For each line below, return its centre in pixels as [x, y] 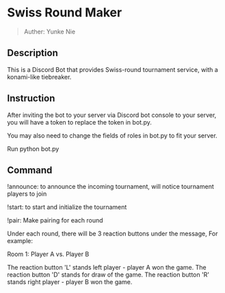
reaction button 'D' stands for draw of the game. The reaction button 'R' [108, 275]
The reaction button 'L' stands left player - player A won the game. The [107, 268]
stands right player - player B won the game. [70, 282]
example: [20, 241]
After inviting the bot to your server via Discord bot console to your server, [112, 115]
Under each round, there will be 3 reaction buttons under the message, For [112, 233]
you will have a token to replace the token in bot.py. [79, 122]
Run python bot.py [33, 149]
